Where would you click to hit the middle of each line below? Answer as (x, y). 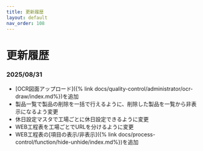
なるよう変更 (42, 111)
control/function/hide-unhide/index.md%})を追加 (77, 142)
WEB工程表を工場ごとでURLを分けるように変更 (74, 127)
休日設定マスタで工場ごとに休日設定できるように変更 (82, 119)
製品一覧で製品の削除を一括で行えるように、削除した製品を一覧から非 (103, 104)
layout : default (27, 18)
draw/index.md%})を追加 (47, 96)
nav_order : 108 (26, 23)
